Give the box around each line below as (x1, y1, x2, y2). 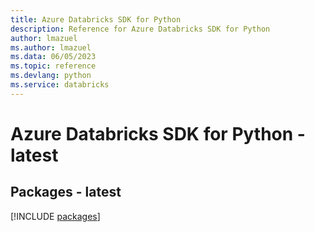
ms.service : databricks (10, 80, 110, 90)
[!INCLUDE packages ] (10, 210, 101, 222)
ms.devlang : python (10, 71, 92, 81)
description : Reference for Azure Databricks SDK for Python (10, 24, 271, 34)
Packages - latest (10, 184, 122, 201)
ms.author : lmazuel (10, 42, 92, 53)
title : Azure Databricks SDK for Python (10, 14, 182, 25)
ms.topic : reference (10, 61, 97, 71)
